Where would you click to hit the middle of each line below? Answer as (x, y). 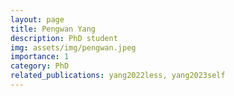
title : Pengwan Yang (53, 29)
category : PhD (40, 66)
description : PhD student (64, 38)
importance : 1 (40, 57)
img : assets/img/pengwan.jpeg (73, 47)
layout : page (37, 19)
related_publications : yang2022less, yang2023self (118, 76)
